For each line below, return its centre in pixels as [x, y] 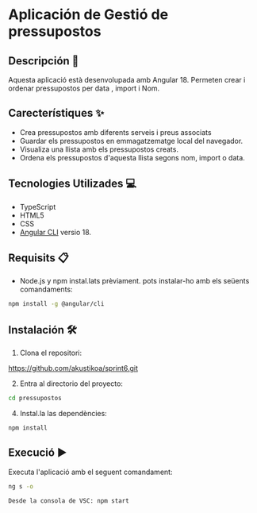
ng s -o [21, 486]
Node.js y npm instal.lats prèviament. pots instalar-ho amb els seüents [134, 281]
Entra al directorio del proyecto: [71, 384]
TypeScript [38, 206]
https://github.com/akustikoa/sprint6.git [73, 368]
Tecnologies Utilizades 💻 [73, 184]
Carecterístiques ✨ [56, 113]
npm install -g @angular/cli [56, 304]
